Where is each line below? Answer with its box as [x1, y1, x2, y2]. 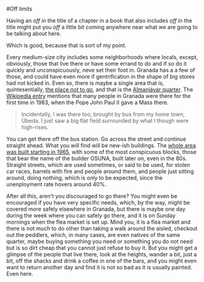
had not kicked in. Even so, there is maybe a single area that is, [6, 79, 164, 86]
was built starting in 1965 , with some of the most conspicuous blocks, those [6, 149, 197, 155]
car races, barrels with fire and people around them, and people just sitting [6, 167, 194, 175]
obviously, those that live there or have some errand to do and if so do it [6, 60, 187, 67]
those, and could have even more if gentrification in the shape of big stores [6, 73, 195, 80]
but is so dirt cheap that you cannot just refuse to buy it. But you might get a [6, 244, 198, 252]
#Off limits [6, 5, 32, 12]
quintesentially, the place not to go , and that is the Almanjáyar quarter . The [6, 86, 194, 93]
